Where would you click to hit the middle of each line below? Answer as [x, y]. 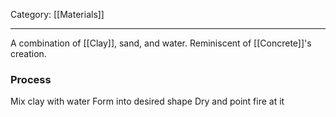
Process [31, 79]
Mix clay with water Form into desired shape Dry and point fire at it [147, 101]
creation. [28, 53]
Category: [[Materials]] [57, 14]
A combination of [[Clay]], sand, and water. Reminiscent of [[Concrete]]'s [161, 43]
